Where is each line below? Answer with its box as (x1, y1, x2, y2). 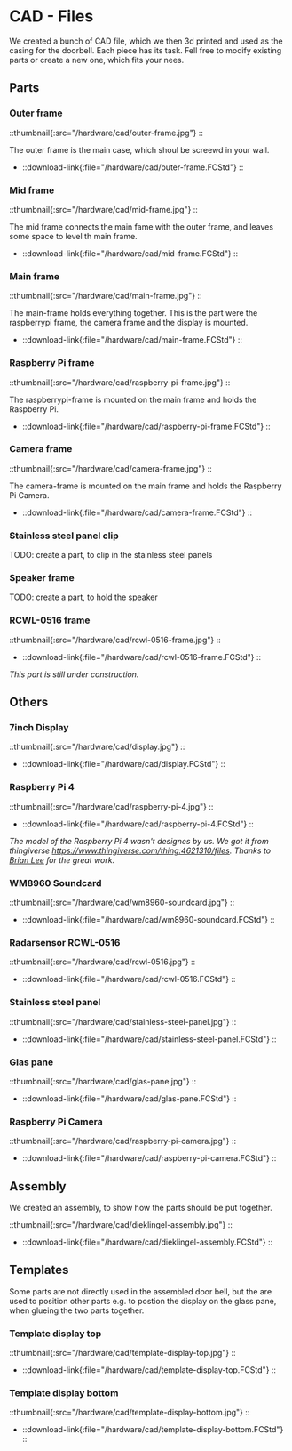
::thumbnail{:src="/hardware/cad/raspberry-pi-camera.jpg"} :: (9, 1136, 237, 1147)
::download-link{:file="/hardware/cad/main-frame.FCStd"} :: (21, 335, 242, 345)
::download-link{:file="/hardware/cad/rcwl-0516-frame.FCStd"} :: (21, 651, 262, 662)
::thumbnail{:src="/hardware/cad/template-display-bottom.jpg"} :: (9, 1407, 250, 1418)
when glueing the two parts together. (9, 1305, 145, 1316)
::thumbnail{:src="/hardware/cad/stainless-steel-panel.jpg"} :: (9, 1016, 237, 1027)
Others (9, 695, 49, 710)
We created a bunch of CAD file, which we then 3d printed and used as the (9, 36, 283, 46)
